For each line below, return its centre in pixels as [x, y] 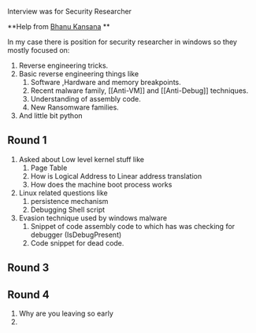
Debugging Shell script [68, 209]
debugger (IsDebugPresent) [76, 235]
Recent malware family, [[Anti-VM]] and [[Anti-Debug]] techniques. [139, 91]
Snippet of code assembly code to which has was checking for [133, 226]
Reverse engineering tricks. [63, 65]
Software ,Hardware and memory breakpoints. [106, 82]
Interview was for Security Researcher [69, 11]
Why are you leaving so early [66, 313]
